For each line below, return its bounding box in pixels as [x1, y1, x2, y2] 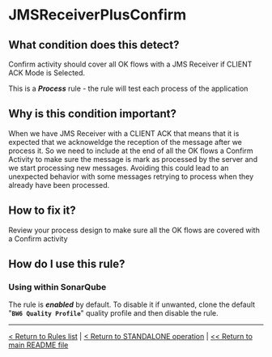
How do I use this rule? [8, 257, 125, 271]
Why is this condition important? [8, 107, 176, 121]
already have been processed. [8, 180, 110, 189]
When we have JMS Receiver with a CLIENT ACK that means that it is [8, 128, 240, 138]
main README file [8, 340, 69, 350]
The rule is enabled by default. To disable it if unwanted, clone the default [8, 300, 256, 309]
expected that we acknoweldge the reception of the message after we [8, 137, 243, 147]
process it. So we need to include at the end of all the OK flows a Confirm [8, 146, 253, 155]
